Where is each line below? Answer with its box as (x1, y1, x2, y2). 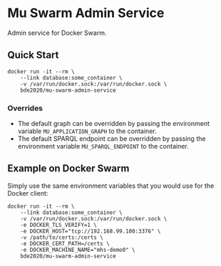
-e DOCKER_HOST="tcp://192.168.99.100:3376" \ (20, 228, 161, 235)
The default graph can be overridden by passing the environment (17, 119, 210, 128)
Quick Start (7, 49, 59, 61)
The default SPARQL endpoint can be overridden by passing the (17, 134, 206, 143)
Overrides (7, 103, 43, 113)
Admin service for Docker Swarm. (7, 28, 107, 37)
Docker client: (7, 188, 48, 197)
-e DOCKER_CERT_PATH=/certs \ (20, 240, 110, 247)
